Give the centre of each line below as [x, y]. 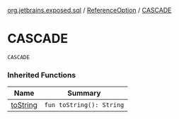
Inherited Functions [42, 75]
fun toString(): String [84, 105]
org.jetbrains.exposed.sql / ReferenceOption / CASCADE [89, 10]
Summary [84, 93]
